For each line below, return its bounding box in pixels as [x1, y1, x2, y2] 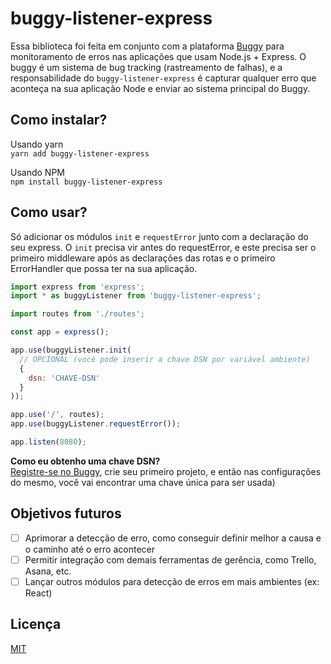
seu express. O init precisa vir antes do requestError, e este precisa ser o [10, 241, 317, 253]
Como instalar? [10, 112, 108, 129]
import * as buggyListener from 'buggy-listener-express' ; [10, 291, 262, 301]
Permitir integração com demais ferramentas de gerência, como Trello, [24, 553, 317, 566]
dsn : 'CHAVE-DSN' [28, 373, 101, 383]
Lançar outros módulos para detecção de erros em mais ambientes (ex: [24, 575, 320, 587]
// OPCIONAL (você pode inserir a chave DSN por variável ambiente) [19, 354, 311, 364]
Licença [10, 616, 62, 633]
